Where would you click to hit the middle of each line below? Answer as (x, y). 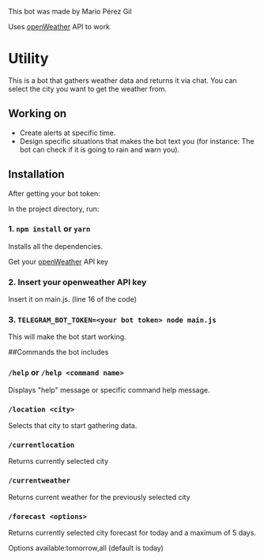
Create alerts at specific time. (68, 133)
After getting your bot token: (54, 194)
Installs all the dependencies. (56, 246)
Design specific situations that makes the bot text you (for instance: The (137, 141)
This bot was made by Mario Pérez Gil (70, 11)
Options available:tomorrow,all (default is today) (86, 547)
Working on (38, 114)
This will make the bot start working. (67, 337)
